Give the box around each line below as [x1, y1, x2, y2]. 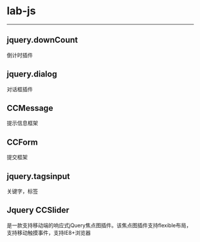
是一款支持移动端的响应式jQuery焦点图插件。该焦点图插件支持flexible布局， [7, 221, 192, 229]
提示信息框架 [7, 120, 38, 127]
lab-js [7, 4, 36, 18]
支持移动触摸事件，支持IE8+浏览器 [7, 229, 91, 236]
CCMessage [7, 103, 53, 113]
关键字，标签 [7, 188, 38, 195]
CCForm [7, 137, 38, 147]
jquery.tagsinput [7, 171, 71, 181]
